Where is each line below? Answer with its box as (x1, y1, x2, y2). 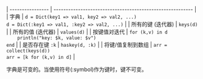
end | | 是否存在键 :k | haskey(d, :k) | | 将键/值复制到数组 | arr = (6, 41, 167, 48)
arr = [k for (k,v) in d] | (6, 53, 75, 60)
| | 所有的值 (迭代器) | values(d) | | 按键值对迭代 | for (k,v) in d (6, 28, 168, 35)
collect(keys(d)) (6, 48, 50, 54)
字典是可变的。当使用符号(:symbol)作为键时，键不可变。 (6, 66, 148, 73)
